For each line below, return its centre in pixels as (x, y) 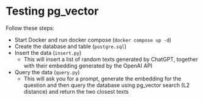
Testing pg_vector (52, 11)
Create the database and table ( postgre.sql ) (70, 46)
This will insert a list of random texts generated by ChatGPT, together (111, 59)
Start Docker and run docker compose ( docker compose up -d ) (93, 40)
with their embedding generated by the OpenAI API (88, 66)
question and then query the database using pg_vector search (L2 (107, 85)
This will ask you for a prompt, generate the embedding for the (102, 78)
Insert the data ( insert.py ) (48, 52)
